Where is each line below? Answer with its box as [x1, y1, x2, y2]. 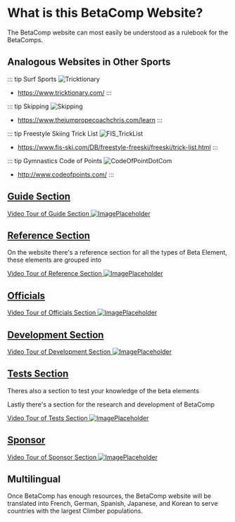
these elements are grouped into [7, 255, 102, 265]
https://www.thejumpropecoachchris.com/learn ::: [17, 115, 163, 124]
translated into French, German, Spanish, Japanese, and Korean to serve [7, 499, 218, 508]
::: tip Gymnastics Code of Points [7, 156, 103, 165]
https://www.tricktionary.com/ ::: [17, 88, 112, 96]
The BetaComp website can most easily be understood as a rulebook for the [7, 28, 229, 37]
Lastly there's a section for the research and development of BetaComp [7, 400, 215, 409]
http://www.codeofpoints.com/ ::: [17, 170, 115, 179]
